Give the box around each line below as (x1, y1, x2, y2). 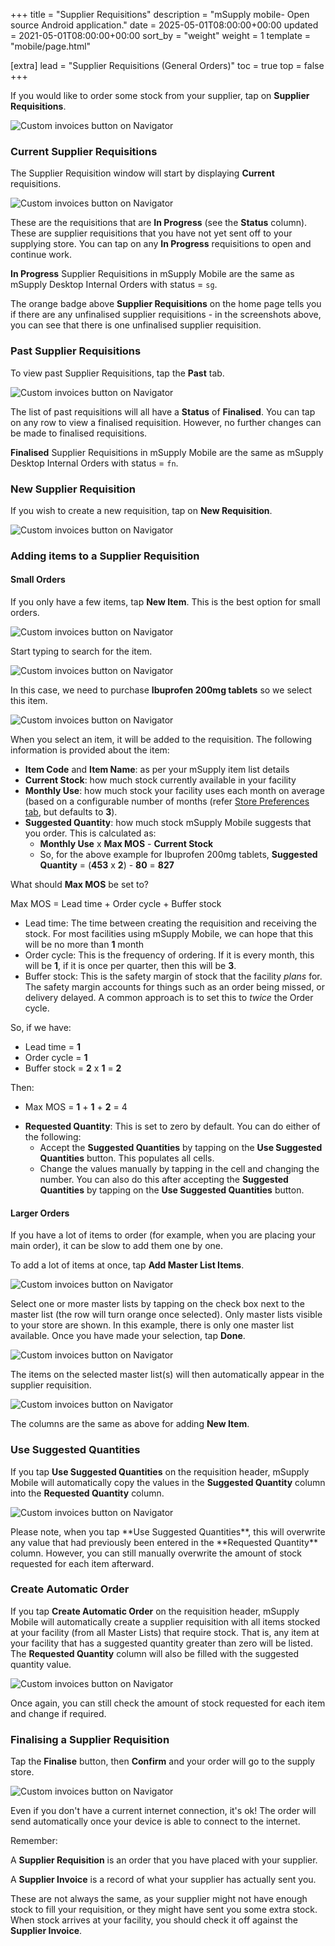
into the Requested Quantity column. (10, 1487, 165, 1499)
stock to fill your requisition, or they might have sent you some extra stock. (10, 1904, 318, 1916)
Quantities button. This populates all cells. (39, 1152, 215, 1164)
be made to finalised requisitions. (10, 427, 148, 439)
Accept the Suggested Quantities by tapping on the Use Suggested (39, 1142, 323, 1154)
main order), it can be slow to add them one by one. (10, 1240, 224, 1252)
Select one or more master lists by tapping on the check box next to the (10, 1298, 305, 1310)
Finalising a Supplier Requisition (10, 1732, 170, 1746)
